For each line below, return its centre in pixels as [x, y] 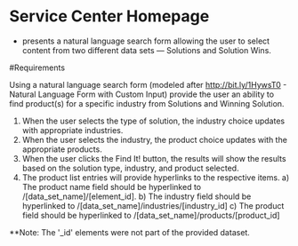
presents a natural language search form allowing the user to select [145, 41]
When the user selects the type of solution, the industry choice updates [153, 121]
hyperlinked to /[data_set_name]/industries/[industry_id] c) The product [153, 205]
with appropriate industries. [72, 130]
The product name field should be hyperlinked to [112, 186]
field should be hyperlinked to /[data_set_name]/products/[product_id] [151, 215]
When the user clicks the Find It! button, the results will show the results [154, 158]
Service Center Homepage [109, 16]
